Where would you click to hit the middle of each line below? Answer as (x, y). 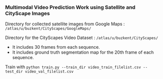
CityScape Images (28, 13)
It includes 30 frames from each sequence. (56, 47)
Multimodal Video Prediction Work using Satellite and (70, 7)
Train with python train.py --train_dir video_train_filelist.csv (73, 67)
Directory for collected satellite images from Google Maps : (65, 24)
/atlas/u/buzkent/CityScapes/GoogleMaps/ (48, 29)
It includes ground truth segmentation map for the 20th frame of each (83, 52)
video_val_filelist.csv (49, 72)
